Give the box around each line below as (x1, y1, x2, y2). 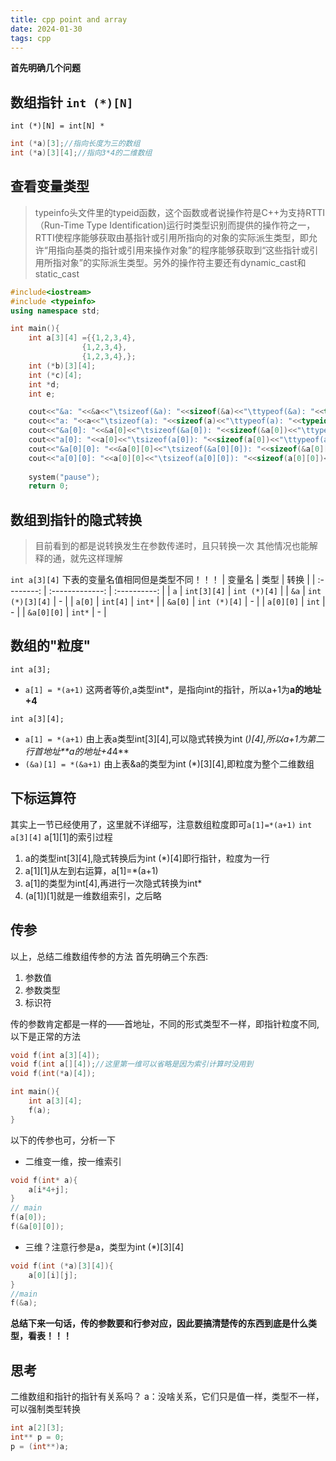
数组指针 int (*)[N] (10, 94, 134, 111)
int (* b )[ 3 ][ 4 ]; (28, 361, 97, 371)
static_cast (34, 267, 80, 280)
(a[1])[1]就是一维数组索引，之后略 (24, 889, 162, 901)
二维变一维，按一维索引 (24, 1155, 122, 1167)
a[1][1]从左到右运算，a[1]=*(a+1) (24, 864, 159, 876)
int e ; (28, 389, 56, 399)
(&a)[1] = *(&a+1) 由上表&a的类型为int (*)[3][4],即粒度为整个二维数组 (24, 757, 315, 770)
